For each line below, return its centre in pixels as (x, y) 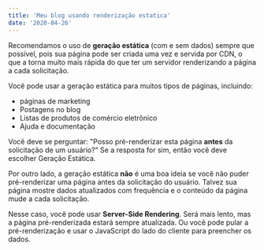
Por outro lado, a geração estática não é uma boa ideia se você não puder (129, 174)
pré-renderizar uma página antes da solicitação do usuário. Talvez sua (123, 181)
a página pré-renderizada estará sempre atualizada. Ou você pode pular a (128, 222)
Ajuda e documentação (58, 126)
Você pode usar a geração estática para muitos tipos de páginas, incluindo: (131, 86)
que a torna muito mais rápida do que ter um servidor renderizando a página (132, 62)
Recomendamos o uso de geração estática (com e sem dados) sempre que (131, 45)
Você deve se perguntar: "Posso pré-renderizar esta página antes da (121, 141)
